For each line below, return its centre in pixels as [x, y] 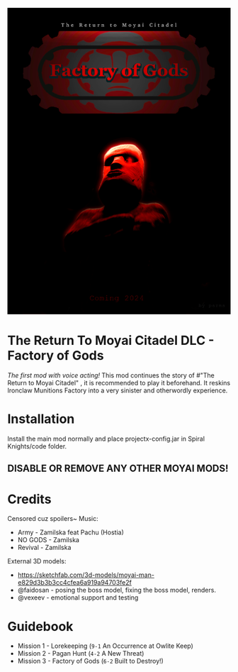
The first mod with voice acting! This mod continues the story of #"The [111, 375]
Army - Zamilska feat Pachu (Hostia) [70, 532]
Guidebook [40, 626]
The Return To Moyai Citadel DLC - [111, 341]
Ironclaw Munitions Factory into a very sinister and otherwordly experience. [118, 390]
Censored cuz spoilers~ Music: [53, 519]
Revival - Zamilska [44, 548]
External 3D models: [37, 561]
